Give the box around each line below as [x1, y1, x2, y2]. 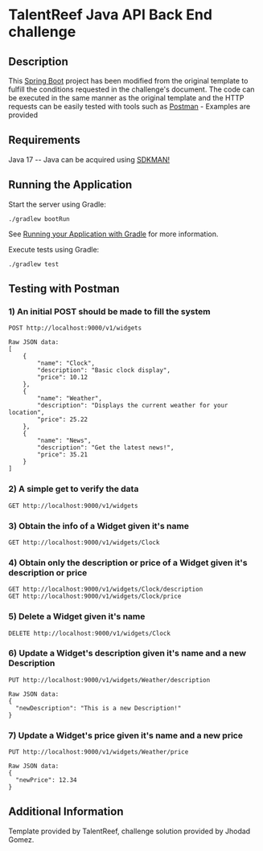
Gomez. [8, 834, 35, 845]
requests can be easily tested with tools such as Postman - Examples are [8, 102, 251, 111]
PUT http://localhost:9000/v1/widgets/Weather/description [8, 676, 211, 684]
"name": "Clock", [37, 359, 95, 367]
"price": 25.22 [37, 415, 88, 423]
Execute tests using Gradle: [8, 244, 100, 254]
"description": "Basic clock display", [37, 366, 171, 374]
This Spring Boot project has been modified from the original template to [8, 76, 249, 85]
